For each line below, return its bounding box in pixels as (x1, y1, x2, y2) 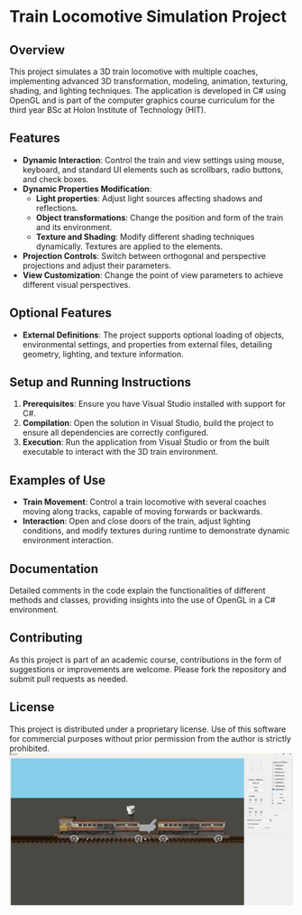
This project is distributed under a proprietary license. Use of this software (9, 724, 287, 735)
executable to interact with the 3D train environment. (22, 447, 218, 457)
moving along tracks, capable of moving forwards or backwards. (22, 506, 263, 517)
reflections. (35, 202, 78, 213)
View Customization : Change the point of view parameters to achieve (22, 269, 284, 281)
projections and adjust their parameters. (22, 260, 172, 271)
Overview (9, 42, 66, 58)
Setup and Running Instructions (9, 374, 192, 390)
